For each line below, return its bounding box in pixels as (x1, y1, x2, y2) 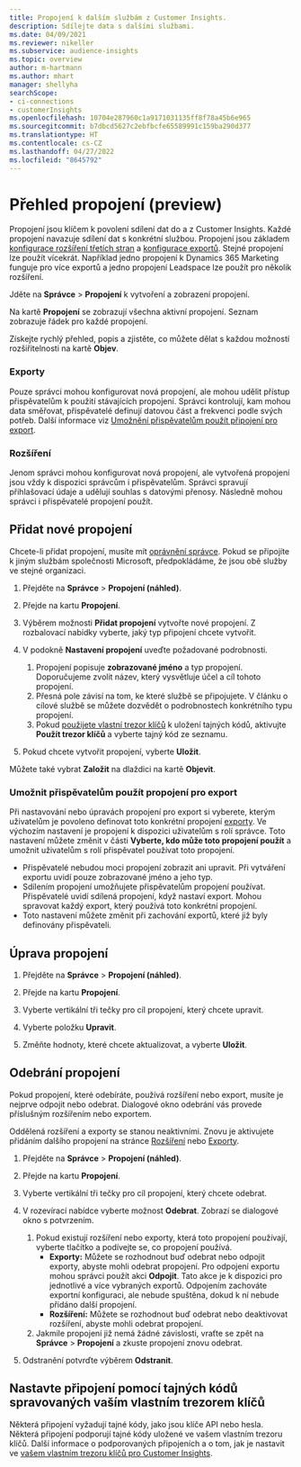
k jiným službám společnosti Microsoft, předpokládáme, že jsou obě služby (9, 555, 288, 566)
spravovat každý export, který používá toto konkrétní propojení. (22, 901, 258, 912)
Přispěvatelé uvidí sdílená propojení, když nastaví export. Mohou (22, 891, 262, 902)
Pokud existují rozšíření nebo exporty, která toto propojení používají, (35, 1232, 288, 1243)
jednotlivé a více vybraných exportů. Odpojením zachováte (49, 1280, 268, 1291)
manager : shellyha (9, 80, 78, 89)
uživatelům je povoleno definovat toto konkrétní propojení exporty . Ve (9, 816, 267, 827)
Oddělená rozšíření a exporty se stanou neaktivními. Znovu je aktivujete (9, 1126, 274, 1137)
